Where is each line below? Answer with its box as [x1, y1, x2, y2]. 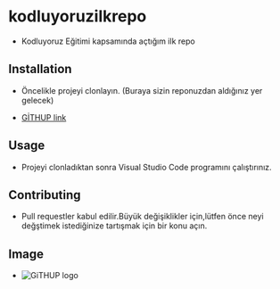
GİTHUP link [21, 111, 67, 122]
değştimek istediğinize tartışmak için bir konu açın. [21, 220, 208, 231]
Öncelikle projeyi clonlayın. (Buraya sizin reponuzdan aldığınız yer [21, 85, 263, 95]
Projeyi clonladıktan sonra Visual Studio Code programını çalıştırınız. [21, 161, 273, 172]
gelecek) [21, 95, 54, 105]
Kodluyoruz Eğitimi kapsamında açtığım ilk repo [21, 36, 195, 46]
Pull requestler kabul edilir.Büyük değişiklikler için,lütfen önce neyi [21, 211, 264, 222]
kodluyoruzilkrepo [8, 6, 147, 27]
